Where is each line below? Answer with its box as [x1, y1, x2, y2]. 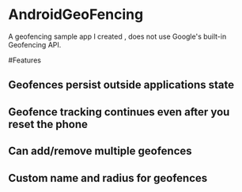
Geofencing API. [8, 40, 62, 49]
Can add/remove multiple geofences [8, 145, 192, 158]
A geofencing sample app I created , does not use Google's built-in [8, 32, 227, 41]
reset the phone [8, 117, 89, 131]
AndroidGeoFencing [8, 6, 144, 24]
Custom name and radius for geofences [8, 171, 208, 185]
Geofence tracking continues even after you [8, 105, 230, 119]
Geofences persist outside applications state [8, 78, 235, 92]
